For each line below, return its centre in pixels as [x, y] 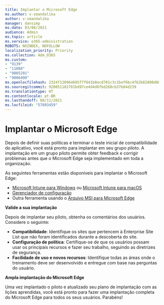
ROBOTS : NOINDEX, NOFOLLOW [32, 46]
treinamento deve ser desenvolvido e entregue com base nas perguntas [84, 262]
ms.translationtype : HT [29, 91]
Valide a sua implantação [31, 207]
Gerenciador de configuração [42, 193]
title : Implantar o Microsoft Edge [41, 10]
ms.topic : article [24, 37]
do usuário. [23, 268]
